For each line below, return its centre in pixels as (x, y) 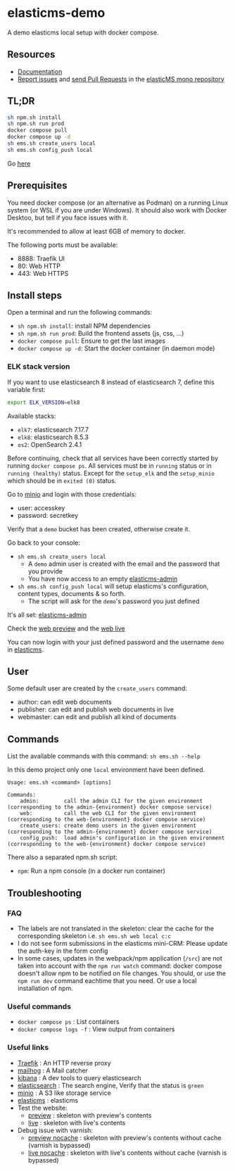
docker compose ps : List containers (68, 1022)
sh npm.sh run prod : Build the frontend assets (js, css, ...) (101, 334)
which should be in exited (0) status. (62, 481)
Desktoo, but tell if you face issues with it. (68, 217)
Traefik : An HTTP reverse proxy (64, 1063)
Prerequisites (37, 185)
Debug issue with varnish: (55, 1130)
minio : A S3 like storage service (64, 1093)
